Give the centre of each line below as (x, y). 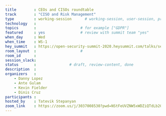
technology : (21, 23)
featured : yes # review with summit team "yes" (77, 33)
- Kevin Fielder (31, 88)
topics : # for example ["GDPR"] (67, 28)
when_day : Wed (25, 38)
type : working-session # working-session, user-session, (80, 19)
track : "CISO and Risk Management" (51, 14)
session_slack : (21, 60)
